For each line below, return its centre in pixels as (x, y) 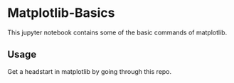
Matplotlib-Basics (61, 13)
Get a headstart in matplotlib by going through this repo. (90, 71)
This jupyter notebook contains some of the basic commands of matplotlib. (117, 32)
